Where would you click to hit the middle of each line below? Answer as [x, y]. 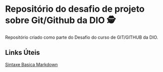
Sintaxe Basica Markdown [32, 64]
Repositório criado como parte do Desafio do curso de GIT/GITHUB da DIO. [82, 37]
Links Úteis [23, 53]
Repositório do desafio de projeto [75, 9]
